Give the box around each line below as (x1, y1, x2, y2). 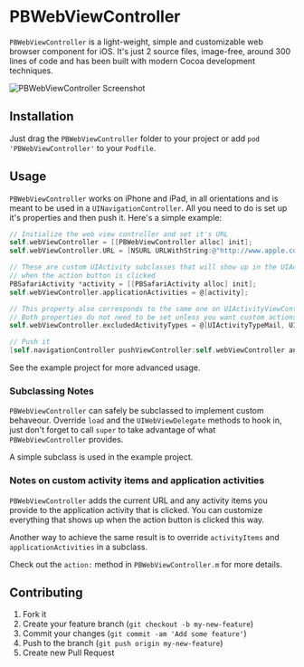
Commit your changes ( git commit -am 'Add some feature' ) (22, 628, 247, 639)
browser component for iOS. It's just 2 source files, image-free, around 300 (9, 45, 291, 56)
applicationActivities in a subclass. (9, 541, 147, 552)
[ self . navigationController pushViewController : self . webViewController (9, 346, 285, 355)
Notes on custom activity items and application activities (9, 474, 265, 487)
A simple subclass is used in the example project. (9, 452, 194, 462)
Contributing (9, 586, 83, 601)
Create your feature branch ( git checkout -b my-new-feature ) (22, 618, 254, 630)
